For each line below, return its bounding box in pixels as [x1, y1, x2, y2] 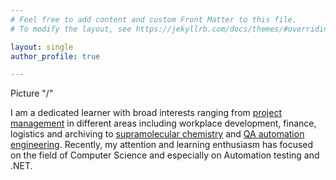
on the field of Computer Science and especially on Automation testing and [10, 149, 320, 161]
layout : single [10, 42, 74, 52]
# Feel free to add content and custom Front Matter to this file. [10, 14, 298, 25]
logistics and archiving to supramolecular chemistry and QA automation [10, 128, 305, 140]
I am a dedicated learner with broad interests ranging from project [10, 107, 282, 119]
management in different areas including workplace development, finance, [10, 117, 317, 130]
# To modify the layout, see [10, 24, 132, 34]
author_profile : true [10, 51, 101, 61]
